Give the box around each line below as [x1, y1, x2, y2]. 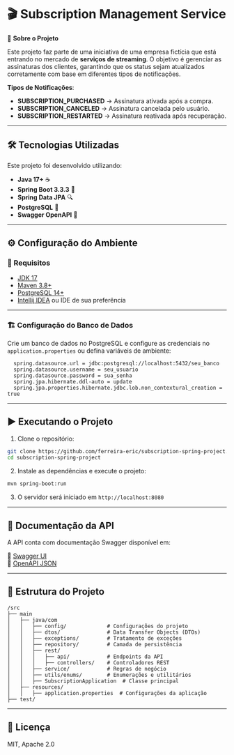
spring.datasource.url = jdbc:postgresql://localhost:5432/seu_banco [13, 360, 219, 367]
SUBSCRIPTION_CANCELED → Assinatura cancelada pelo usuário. [17, 104, 210, 112]
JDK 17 [17, 274, 38, 282]
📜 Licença [7, 722, 51, 733]
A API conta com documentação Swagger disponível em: [7, 538, 171, 547]
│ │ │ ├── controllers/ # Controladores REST [7, 659, 170, 666]
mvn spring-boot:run [7, 480, 68, 487]
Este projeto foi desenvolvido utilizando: [7, 161, 123, 169]
